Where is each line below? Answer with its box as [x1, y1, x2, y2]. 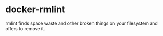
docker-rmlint [5, 4, 65, 15]
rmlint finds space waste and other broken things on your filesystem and [5, 20, 158, 26]
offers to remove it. [5, 25, 45, 31]
